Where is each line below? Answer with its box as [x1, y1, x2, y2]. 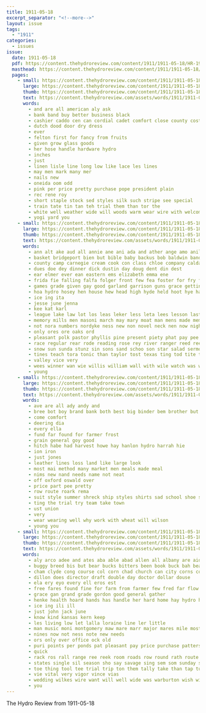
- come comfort [28, 415, 67, 421]
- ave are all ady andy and [28, 403, 100, 409]
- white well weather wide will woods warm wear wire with [28, 209, 183, 215]
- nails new [28, 174, 59, 181]
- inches [28, 152, 51, 158]
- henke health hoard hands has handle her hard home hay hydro [28, 597, 196, 603]
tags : [6, 26, 20, 33]
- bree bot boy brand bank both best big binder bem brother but [28, 409, 199, 415]
